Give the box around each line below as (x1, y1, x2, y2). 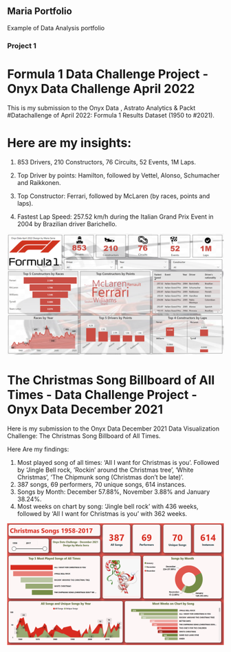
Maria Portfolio (7, 6, 72, 17)
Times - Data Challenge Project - (7, 387, 197, 403)
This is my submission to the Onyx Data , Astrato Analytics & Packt (7, 103, 196, 112)
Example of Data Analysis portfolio (7, 23, 105, 32)
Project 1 (7, 41, 36, 50)
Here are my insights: (7, 135, 132, 151)
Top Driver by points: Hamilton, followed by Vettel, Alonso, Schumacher (16, 171, 220, 180)
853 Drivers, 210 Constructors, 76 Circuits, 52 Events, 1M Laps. (16, 157, 197, 166)
